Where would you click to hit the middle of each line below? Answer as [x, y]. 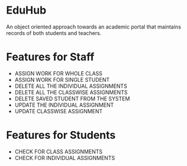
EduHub [26, 10]
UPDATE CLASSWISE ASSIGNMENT [59, 111]
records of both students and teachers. [54, 33]
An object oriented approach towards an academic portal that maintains [94, 27]
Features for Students [61, 135]
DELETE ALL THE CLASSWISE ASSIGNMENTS [71, 92]
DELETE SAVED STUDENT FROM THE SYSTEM [72, 98]
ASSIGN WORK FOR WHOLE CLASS [58, 73]
